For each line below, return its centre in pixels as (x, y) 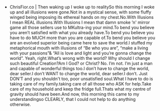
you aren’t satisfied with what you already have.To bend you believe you (82, 33)
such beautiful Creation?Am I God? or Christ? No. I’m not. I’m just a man (81, 63)
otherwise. (20, 104)
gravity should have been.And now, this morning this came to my (74, 94)
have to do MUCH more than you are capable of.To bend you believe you (82, 38)
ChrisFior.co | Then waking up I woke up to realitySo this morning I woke (82, 7)
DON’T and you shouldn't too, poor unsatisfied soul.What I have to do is (81, 79)
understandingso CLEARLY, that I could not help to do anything (72, 99)
